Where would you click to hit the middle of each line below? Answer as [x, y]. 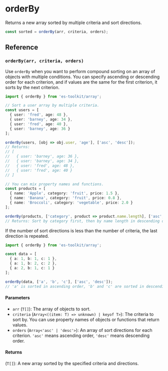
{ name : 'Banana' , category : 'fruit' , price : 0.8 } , [66, 198]
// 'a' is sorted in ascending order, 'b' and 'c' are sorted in [74, 286]
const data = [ [21, 254]
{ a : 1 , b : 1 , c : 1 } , [33, 259]
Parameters [17, 298]
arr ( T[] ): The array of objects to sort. [51, 309]
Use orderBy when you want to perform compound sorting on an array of [80, 71]
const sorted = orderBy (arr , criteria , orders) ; [57, 32]
